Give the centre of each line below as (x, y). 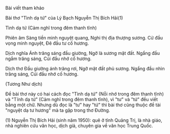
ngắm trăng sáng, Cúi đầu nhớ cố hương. (48, 59)
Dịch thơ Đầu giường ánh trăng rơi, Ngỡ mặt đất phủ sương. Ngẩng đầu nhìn (85, 69)
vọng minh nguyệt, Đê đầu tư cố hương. (47, 43)
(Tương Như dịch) (24, 84)
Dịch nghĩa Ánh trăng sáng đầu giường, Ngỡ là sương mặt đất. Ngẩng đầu (83, 53)
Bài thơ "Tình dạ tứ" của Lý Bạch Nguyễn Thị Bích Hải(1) (64, 18)
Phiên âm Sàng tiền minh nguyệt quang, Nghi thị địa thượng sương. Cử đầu (84, 38)
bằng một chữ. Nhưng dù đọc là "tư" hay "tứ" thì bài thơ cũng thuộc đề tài (83, 105)
